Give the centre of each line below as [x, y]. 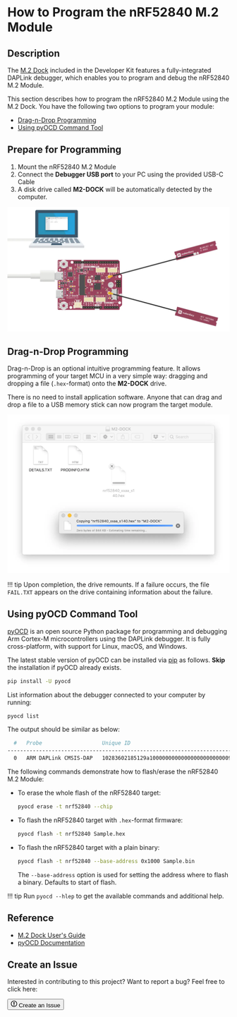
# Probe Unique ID [72, 743]
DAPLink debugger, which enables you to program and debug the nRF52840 [119, 78]
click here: [23, 989]
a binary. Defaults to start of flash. [67, 882]
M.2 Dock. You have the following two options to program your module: [111, 106]
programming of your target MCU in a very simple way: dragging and [108, 376]
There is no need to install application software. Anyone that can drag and [115, 397]
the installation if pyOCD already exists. [65, 667]
